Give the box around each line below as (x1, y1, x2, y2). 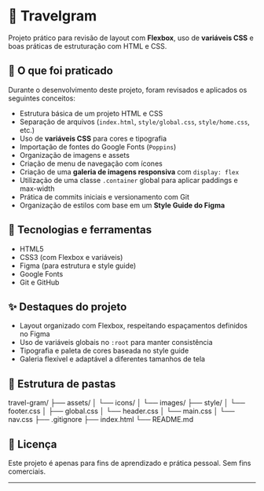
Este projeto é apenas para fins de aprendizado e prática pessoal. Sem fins (8, 459, 251, 467)
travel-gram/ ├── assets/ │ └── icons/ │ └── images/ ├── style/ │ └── (8, 398, 246, 408)
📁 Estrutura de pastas (8, 377, 116, 390)
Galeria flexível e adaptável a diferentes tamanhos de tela (19, 354, 206, 364)
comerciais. (8, 467, 46, 476)
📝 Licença (8, 438, 57, 451)
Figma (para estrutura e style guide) (19, 261, 137, 270)
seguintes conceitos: (8, 93, 76, 103)
